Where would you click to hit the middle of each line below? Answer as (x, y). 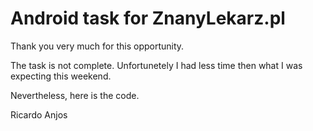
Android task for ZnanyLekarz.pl (148, 18)
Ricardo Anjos (39, 114)
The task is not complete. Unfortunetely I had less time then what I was (156, 65)
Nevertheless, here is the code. (75, 95)
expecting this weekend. (61, 76)
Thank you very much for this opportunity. (97, 46)
